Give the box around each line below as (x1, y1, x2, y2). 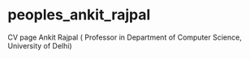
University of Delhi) (7, 40, 72, 50)
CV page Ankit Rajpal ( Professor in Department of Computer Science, (7, 32, 243, 42)
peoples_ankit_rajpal (7, 6, 151, 24)
